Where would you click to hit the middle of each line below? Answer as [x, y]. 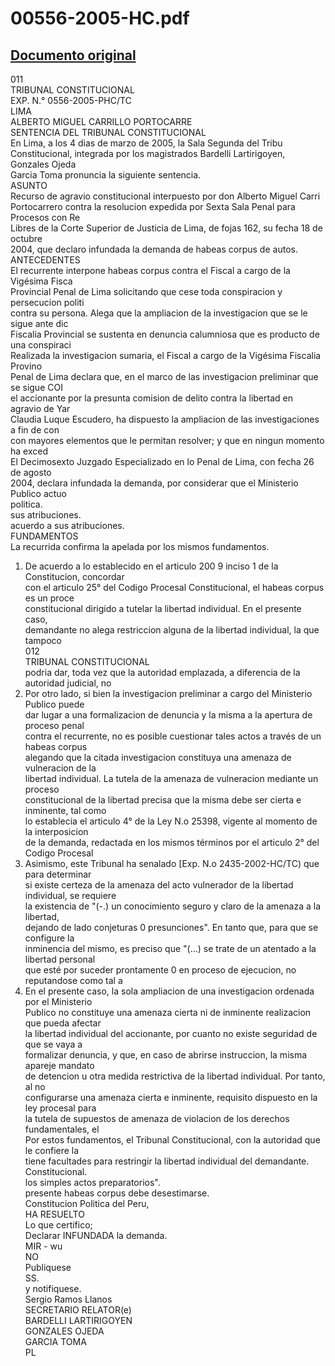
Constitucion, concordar [74, 576]
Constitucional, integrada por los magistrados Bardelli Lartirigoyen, [148, 153]
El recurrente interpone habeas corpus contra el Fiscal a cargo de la [150, 270]
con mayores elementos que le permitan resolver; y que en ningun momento [167, 440]
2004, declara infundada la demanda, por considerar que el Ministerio [154, 483]
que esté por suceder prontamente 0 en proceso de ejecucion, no [160, 970]
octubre [26, 238]
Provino [26, 366]
